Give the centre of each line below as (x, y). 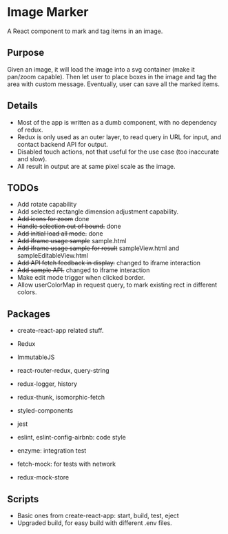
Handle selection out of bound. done (69, 226)
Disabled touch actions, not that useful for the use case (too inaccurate (118, 152)
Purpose (26, 53)
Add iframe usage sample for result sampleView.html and (98, 248)
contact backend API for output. (62, 144)
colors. (27, 292)
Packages (29, 314)
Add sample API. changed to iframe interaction (83, 270)
